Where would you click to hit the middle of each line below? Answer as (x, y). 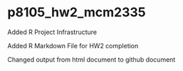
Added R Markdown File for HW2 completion (73, 45)
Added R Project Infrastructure (52, 32)
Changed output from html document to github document (91, 59)
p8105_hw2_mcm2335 (77, 12)
